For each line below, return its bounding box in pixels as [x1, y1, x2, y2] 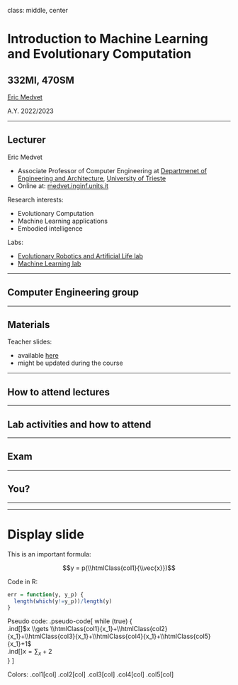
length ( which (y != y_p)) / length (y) [13, 598, 113, 605]
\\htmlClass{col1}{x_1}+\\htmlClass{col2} [50, 625, 168, 633]
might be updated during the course [17, 358, 123, 368]
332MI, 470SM [7, 74, 74, 86]
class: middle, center [7, 6, 69, 14]
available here [17, 351, 59, 360]
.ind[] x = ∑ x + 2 [7, 647, 52, 657]
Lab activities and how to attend [7, 418, 152, 430]
